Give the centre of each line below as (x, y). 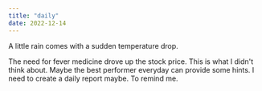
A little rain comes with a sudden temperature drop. (93, 45)
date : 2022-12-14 (37, 23)
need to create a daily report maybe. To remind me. (93, 78)
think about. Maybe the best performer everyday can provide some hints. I (131, 69)
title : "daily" (34, 16)
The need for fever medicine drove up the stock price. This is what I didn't (131, 61)
